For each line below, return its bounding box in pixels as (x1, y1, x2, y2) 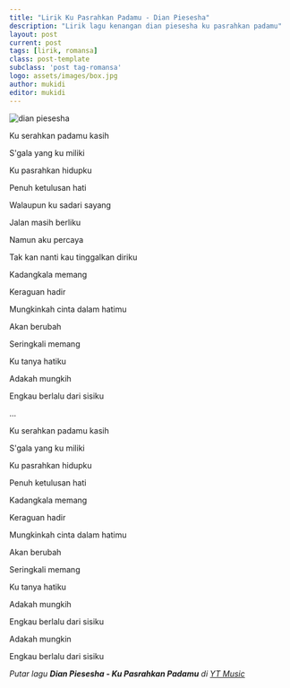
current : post (9, 38, 63, 47)
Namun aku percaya (9, 234, 84, 245)
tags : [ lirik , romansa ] (9, 47, 98, 56)
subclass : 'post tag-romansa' (9, 64, 123, 73)
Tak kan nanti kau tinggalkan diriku (9, 252, 138, 262)
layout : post (9, 30, 58, 39)
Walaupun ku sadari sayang (9, 199, 112, 211)
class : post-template (9, 55, 90, 64)
